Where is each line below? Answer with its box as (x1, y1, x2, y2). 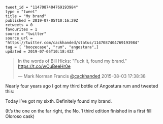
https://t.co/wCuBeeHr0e (17, 63, 71, 69)
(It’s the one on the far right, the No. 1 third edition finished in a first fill (5, 108, 152, 114)
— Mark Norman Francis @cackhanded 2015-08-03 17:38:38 (17, 73, 146, 79)
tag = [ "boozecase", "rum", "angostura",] (5, 45, 99, 50)
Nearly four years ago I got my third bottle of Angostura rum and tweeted (5, 83, 158, 89)
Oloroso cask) (5, 113, 35, 119)
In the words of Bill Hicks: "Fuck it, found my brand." (17, 58, 127, 64)
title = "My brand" (5, 14, 47, 19)
